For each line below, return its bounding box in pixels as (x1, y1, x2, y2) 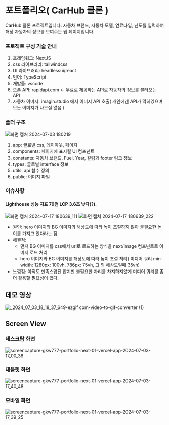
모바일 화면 (5, 397, 31, 404)
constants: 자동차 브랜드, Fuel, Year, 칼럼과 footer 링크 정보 (12, 154, 132, 161)
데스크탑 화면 (5, 335, 35, 342)
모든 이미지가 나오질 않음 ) (12, 105, 65, 111)
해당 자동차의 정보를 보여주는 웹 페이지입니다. (5, 28, 95, 34)
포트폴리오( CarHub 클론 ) (5, 5, 109, 16)
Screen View (5, 319, 47, 328)
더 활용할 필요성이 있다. (12, 275, 59, 281)
